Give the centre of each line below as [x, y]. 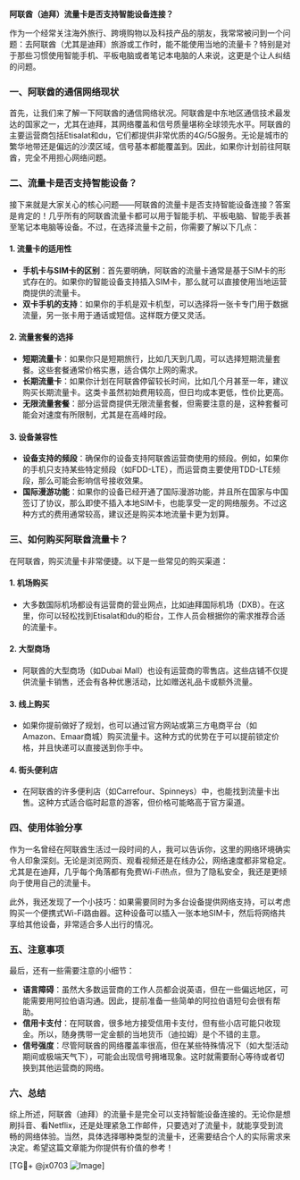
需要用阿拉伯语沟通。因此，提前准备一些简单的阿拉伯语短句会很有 [151, 1000]
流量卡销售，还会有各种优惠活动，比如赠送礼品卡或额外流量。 [143, 681]
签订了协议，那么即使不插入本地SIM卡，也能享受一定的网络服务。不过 [150, 503]
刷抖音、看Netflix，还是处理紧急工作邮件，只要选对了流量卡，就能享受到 [142, 1125]
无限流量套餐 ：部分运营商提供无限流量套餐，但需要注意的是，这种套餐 [151, 403]
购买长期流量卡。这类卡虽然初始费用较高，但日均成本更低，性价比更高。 [155, 392]
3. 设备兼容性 [33, 436]
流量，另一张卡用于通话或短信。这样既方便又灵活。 [116, 315]
